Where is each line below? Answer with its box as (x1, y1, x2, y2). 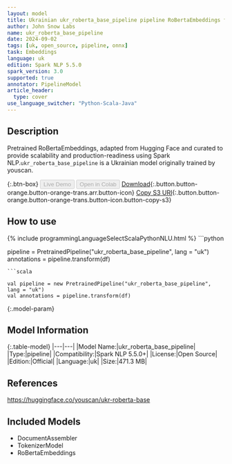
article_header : (7, 87, 54, 94)
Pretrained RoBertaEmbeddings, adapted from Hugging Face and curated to (7, 144, 223, 152)
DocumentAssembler (17, 434, 78, 442)
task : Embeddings (7, 49, 57, 56)
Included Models (7, 416, 81, 427)
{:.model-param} (7, 304, 55, 313)
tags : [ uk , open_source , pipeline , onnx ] (7, 42, 128, 49)
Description (7, 126, 59, 137)
